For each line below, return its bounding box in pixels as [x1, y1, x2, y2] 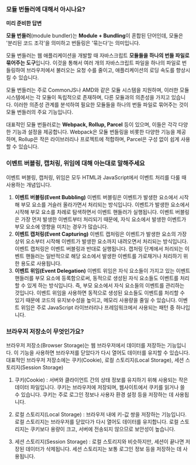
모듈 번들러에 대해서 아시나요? [6, 5, 86, 13]
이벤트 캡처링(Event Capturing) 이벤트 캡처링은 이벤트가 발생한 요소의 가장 [14, 230, 187, 237]
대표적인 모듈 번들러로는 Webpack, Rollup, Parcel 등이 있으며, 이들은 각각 [6, 121, 177, 128]
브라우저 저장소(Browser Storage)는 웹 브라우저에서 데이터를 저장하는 [6, 342, 166, 349]
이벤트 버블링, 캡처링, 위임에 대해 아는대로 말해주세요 [6, 159, 145, 168]
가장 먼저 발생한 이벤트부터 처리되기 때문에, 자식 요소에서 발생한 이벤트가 [20, 216, 187, 223]
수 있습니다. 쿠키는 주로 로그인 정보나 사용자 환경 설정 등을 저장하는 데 [14, 391, 174, 398]
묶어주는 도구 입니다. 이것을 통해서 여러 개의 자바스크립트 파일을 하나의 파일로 [6, 59, 181, 66]
